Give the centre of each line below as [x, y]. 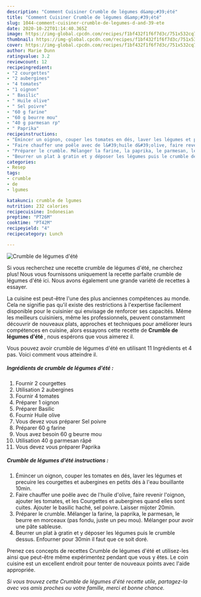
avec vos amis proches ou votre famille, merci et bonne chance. [86, 587]
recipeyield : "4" [28, 229]
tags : [13, 173]
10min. [24, 488]
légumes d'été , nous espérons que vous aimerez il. [71, 336]
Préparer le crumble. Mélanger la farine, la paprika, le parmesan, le [98, 514]
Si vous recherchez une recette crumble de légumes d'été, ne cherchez [95, 267]
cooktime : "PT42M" [30, 223]
